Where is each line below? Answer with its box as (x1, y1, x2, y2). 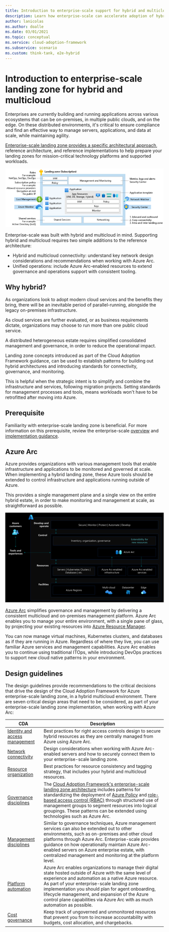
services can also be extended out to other (43, 825, 132, 831)
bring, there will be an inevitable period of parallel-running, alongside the (5, 302, 156, 308)
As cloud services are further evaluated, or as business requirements (5, 317, 148, 323)
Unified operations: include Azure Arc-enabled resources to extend (12, 263, 152, 269)
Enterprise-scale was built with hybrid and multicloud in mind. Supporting (5, 232, 158, 238)
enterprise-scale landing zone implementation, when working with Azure (5, 704, 156, 710)
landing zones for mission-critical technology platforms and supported (5, 153, 151, 159)
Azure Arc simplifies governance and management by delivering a (5, 607, 142, 614)
